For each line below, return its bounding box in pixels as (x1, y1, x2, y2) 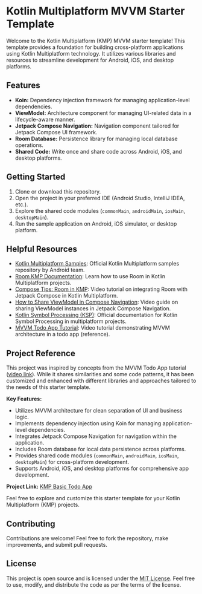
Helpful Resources (6, 244, 77, 254)
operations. (14, 141, 44, 149)
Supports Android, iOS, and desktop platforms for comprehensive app (14, 465, 189, 472)
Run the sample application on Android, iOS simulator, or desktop (14, 220, 177, 227)
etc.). (14, 201, 28, 208)
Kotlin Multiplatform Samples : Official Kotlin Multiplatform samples (14, 260, 180, 267)
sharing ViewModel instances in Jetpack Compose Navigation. (14, 305, 171, 312)
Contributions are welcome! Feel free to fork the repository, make (6, 535, 169, 542)
